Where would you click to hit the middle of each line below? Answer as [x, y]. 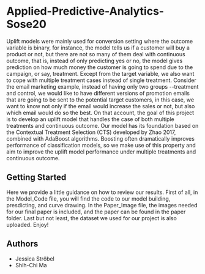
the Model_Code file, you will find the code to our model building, [88, 198]
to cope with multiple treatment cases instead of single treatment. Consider [102, 80]
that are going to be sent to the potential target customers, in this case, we [100, 100]
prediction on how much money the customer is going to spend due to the [100, 67]
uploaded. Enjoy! [28, 224]
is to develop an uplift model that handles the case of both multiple [90, 119]
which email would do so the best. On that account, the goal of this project [100, 113]
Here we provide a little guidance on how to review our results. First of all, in [102, 192]
